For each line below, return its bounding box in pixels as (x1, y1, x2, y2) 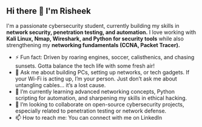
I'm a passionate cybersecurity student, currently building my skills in (6, 22, 180, 29)
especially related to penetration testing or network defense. (15, 107, 167, 114)
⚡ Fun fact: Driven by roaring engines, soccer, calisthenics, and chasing (15, 53, 195, 60)
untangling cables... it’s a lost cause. (15, 81, 106, 88)
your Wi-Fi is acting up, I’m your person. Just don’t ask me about (15, 75, 177, 82)
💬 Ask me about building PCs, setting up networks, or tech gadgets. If (15, 68, 190, 76)
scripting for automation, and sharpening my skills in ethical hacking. (15, 94, 187, 102)
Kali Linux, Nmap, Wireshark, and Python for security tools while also (6, 34, 184, 42)
